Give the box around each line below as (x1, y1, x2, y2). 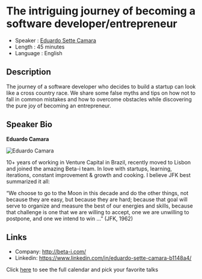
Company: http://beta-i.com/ (14, 248, 87, 256)
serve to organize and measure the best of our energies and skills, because (6, 202, 194, 209)
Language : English (14, 49, 63, 56)
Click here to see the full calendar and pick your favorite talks (6, 266, 158, 274)
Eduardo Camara (6, 135, 49, 142)
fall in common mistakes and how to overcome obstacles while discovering (6, 95, 192, 103)
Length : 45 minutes (14, 43, 65, 50)
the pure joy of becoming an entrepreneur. (6, 102, 111, 109)
